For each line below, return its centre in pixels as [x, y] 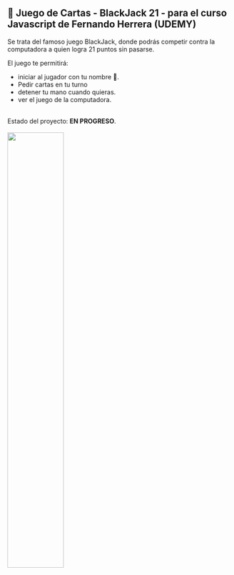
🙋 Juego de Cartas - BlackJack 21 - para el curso [117, 13]
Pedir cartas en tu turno [52, 84]
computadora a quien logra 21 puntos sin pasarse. [81, 49]
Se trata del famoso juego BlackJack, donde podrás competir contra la [111, 41]
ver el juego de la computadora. [65, 99]
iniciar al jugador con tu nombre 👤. [68, 76]
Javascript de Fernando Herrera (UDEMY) [102, 25]
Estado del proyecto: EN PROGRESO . [62, 121]
